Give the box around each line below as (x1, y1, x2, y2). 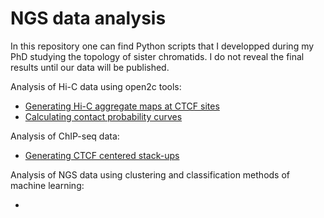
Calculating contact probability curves (24, 110, 183, 122)
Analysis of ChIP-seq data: (10, 130, 120, 142)
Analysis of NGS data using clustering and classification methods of (10, 168, 291, 181)
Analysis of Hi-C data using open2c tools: (10, 80, 182, 92)
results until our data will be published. (10, 61, 170, 73)
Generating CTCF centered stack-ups (24, 149, 180, 161)
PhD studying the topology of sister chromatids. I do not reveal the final (10, 50, 305, 62)
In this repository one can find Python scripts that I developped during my (10, 40, 315, 52)
